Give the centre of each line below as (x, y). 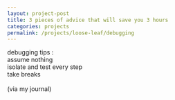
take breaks (24, 74)
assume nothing (30, 60)
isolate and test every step (45, 67)
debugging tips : (30, 52)
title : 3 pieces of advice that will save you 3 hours (88, 20)
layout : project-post (38, 13)
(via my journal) (29, 89)
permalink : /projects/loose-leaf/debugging (71, 33)
